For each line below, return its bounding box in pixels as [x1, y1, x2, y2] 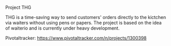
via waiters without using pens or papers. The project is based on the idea [5, 20, 162, 26]
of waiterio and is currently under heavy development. [5, 25, 120, 31]
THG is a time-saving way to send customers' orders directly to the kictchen [5, 14, 166, 20]
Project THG [5, 5, 32, 10]
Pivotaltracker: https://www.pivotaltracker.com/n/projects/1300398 [5, 35, 147, 41]
